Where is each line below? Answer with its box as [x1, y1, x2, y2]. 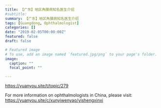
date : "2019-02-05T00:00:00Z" [5, 30, 66, 34]
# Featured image [5, 47, 40, 52]
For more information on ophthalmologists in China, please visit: [5, 93, 132, 98]
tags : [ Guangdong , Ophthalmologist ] [5, 20, 79, 26]
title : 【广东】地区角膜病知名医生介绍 [5, 7, 75, 12]
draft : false [5, 39, 32, 44]
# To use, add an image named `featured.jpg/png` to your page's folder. [5, 52, 158, 57]
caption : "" [9, 61, 34, 66]
